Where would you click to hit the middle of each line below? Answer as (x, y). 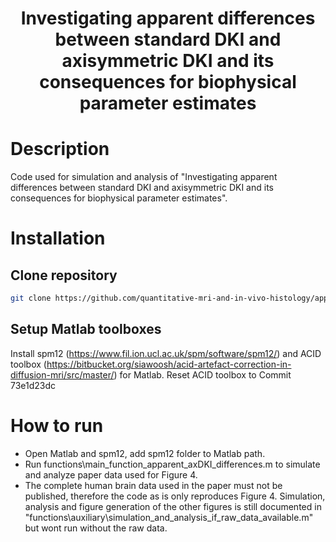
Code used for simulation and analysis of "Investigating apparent (144, 177)
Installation (58, 238)
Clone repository (64, 275)
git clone (31, 298)
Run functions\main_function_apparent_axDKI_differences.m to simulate (172, 464)
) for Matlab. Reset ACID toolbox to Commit (202, 374)
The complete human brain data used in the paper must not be (153, 485)
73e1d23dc (33, 385)
